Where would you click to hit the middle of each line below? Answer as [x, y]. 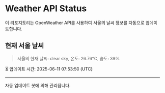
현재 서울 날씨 [25, 46]
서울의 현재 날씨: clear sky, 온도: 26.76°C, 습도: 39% [68, 58]
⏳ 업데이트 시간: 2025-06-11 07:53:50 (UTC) [49, 69]
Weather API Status [46, 9]
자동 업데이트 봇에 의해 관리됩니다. [38, 85]
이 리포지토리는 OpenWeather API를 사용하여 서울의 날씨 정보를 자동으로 [75, 23]
